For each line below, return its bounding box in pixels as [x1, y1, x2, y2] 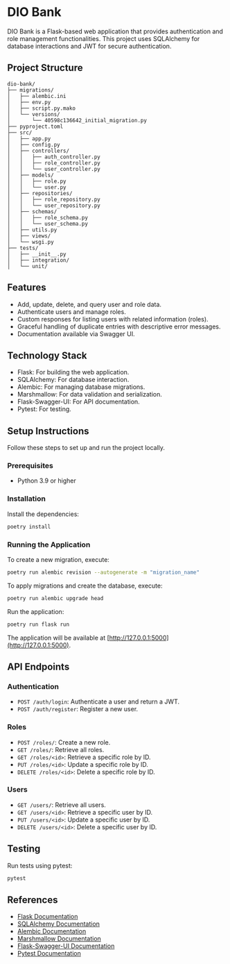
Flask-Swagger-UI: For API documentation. [17, 397, 140, 406]
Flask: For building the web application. [17, 368, 130, 376]
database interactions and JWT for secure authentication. [7, 42, 172, 50]
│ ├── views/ [7, 232, 51, 240]
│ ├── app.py [7, 135, 51, 142]
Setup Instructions [7, 425, 89, 437]
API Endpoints [7, 660, 70, 672]
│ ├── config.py [7, 141, 60, 148]
